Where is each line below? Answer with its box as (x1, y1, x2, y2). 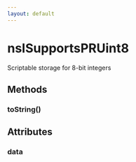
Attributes (7, 126, 53, 138)
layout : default (7, 10, 55, 17)
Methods (7, 83, 48, 95)
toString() (7, 104, 41, 114)
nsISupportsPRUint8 (7, 40, 130, 56)
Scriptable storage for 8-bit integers (7, 64, 111, 72)
